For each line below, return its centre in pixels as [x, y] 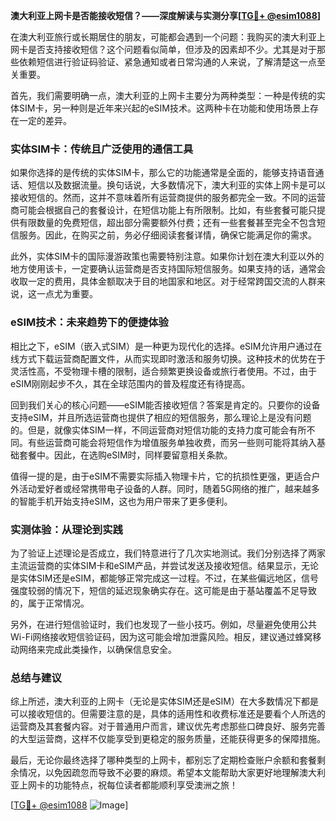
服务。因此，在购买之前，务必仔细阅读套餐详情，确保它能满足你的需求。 [167, 235]
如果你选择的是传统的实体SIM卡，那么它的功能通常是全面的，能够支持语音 [163, 173]
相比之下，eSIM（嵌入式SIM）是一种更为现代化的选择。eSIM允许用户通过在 [166, 346]
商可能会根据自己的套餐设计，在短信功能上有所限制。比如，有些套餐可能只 [163, 210]
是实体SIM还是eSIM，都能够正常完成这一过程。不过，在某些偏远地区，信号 [164, 578]
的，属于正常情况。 [50, 603]
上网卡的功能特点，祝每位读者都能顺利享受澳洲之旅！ [128, 785]
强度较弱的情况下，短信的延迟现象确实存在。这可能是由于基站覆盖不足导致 [163, 590]
